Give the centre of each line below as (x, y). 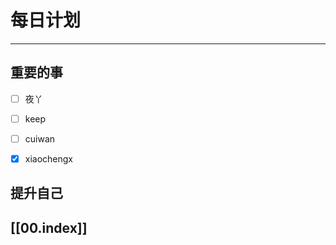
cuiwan (40, 138)
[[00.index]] (49, 227)
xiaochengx (49, 158)
